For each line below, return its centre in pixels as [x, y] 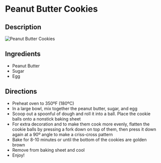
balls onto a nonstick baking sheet [46, 119]
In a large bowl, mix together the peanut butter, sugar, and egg [75, 108]
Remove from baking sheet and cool [48, 150]
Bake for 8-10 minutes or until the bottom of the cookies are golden [79, 140]
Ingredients [23, 54]
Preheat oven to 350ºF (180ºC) [43, 103]
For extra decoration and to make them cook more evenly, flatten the [81, 124]
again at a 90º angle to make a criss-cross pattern [63, 134]
